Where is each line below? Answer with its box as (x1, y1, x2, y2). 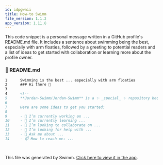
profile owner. (5, 54, 33, 61)
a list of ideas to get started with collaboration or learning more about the (5, 49, 151, 55)
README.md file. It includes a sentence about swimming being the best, (5, 39, 149, 45)
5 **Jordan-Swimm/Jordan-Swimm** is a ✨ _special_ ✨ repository (5, 96, 150, 101)
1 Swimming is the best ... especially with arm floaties (5, 78, 136, 82)
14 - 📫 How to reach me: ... (5, 136, 74, 141)
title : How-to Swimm (5, 12, 47, 16)
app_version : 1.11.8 (5, 20, 47, 26)
